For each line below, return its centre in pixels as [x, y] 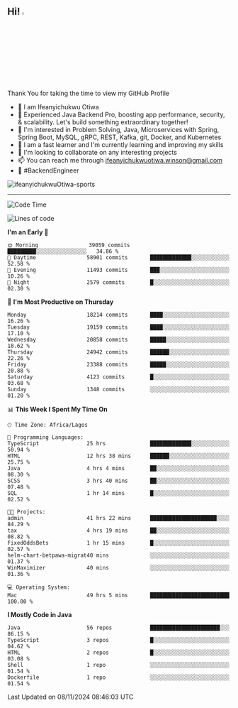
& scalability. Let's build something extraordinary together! [103, 122]
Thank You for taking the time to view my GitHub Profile [89, 93]
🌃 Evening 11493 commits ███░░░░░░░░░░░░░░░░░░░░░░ [119, 270]
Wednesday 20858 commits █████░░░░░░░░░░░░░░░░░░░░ [119, 339]
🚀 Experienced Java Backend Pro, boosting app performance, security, [121, 114]
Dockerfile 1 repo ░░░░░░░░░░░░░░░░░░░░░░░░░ [119, 677]
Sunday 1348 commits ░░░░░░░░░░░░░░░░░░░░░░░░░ [119, 389]
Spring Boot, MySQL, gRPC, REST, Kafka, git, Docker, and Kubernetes [119, 137]
